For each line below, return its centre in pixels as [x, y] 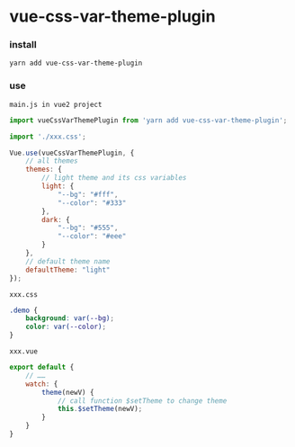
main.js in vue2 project [56, 104]
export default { [42, 367]
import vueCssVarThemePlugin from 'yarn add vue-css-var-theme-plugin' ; [148, 120]
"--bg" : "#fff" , [88, 194]
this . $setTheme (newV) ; [100, 409]
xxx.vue [24, 352]
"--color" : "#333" [92, 203]
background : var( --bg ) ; [70, 318]
